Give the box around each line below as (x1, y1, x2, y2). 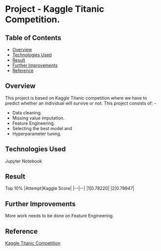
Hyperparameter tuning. (12, 131, 62, 137)
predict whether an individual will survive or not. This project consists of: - (5, 100, 157, 106)
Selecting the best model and (12, 125, 73, 131)
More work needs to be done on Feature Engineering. (5, 213, 114, 219)
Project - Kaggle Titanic (5, 3, 105, 15)
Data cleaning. (12, 109, 42, 115)
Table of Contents (5, 34, 62, 42)
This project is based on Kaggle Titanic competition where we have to (5, 95, 147, 101)
